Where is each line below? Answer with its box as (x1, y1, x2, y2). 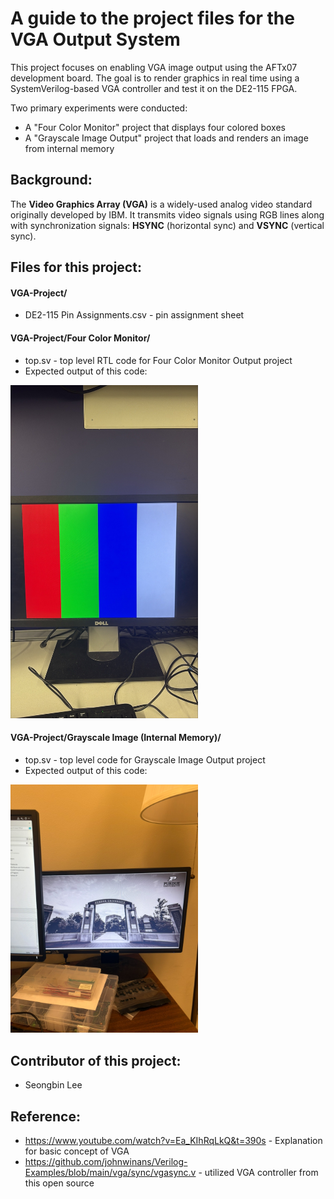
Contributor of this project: (10, 1052, 182, 1069)
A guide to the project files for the (10, 7, 295, 30)
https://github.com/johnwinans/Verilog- (24, 1156, 188, 1168)
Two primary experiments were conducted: (10, 102, 188, 114)
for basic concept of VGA (24, 1145, 130, 1157)
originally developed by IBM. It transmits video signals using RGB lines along (10, 208, 325, 221)
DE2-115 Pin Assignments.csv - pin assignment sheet (24, 309, 245, 321)
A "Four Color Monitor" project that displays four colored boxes (24, 121, 286, 133)
